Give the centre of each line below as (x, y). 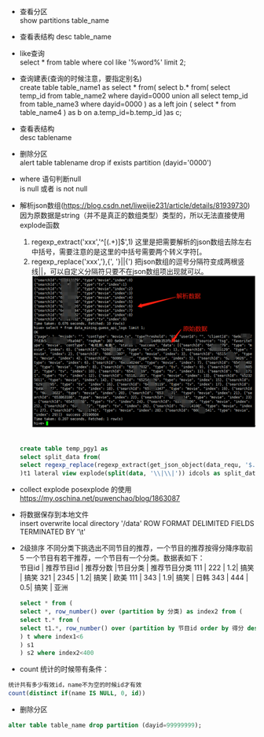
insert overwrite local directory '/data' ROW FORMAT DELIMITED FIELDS (137, 524)
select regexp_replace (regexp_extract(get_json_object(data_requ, (130, 465)
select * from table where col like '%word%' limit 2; (103, 62)
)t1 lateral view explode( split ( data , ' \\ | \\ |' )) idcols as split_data (139, 474)
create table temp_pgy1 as (64, 448)
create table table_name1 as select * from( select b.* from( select (125, 87)
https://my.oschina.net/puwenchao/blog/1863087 (100, 498)
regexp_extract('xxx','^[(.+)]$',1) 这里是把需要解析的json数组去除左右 (141, 242)
